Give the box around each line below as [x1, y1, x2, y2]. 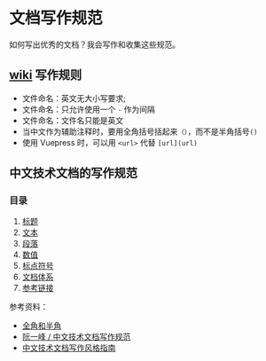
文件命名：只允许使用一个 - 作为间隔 [21, 104, 155, 114]
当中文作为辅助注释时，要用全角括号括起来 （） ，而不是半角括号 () [21, 126, 258, 137]
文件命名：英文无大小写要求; [21, 92, 127, 103]
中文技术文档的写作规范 [9, 166, 137, 181]
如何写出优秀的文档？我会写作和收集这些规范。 [9, 39, 180, 50]
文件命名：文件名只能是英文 [21, 114, 124, 125]
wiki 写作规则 [9, 67, 82, 82]
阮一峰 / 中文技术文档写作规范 [21, 332, 131, 342]
